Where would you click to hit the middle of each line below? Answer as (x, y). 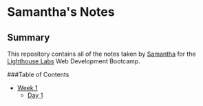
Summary (29, 38)
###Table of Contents (38, 74)
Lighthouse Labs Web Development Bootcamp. (74, 61)
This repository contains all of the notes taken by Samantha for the (101, 54)
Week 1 (27, 88)
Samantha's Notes (61, 12)
